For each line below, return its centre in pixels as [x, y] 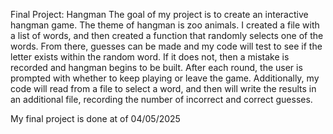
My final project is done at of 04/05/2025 [95, 118]
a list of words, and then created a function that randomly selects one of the [167, 35]
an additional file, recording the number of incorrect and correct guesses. [161, 99]
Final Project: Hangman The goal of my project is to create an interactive [159, 14]
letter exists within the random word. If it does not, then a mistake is [150, 57]
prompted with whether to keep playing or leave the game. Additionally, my [165, 78]
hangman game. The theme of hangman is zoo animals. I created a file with [165, 25]
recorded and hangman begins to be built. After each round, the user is [156, 67]
